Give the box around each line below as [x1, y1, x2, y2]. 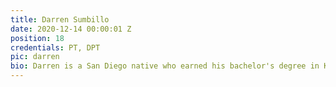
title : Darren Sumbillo [10, 14, 110, 25]
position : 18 [10, 33, 65, 43]
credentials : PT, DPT [10, 42, 101, 53]
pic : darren [10, 52, 60, 62]
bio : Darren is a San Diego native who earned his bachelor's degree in [10, 61, 320, 71]
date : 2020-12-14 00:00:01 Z [10, 24, 132, 34]
